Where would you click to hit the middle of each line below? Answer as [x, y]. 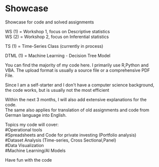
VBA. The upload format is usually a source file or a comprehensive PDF [78, 70]
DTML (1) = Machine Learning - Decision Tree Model [58, 55]
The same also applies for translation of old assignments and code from [77, 110]
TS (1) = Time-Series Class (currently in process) [54, 46]
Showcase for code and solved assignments [50, 22]
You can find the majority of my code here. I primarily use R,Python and [77, 65]
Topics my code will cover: [32, 125]
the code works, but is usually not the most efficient [57, 90]
